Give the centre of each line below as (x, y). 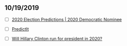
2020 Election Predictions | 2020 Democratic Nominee (67, 19)
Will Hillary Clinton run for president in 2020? (57, 38)
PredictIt (20, 29)
